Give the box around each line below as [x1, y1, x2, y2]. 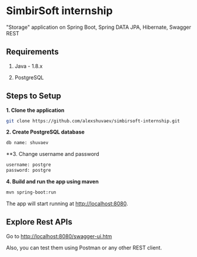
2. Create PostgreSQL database [6, 128, 85, 136]
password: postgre [6, 168, 51, 173]
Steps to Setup [6, 91, 62, 101]
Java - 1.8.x [14, 62, 43, 69]
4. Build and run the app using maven [6, 178, 99, 185]
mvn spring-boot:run [6, 189, 57, 195]
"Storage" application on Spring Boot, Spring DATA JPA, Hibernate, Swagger [6, 24, 191, 31]
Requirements [6, 47, 59, 57]
